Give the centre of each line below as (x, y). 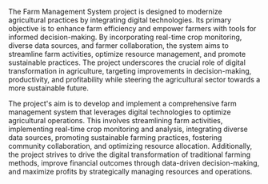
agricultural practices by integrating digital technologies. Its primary (120, 20)
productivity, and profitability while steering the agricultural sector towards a (134, 80)
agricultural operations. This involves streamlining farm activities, (116, 120)
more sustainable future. (49, 88)
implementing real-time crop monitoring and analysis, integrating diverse (128, 129)
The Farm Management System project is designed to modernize (115, 12)
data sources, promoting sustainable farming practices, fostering (115, 138)
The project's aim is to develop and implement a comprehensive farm (123, 104)
